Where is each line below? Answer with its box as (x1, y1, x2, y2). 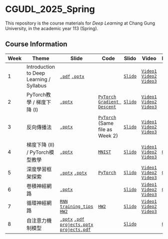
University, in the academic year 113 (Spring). (5, 25, 98, 31)
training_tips (59, 203, 93, 209)
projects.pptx (59, 221, 93, 227)
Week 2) (98, 132, 118, 139)
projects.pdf (59, 226, 91, 232)
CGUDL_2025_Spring (5, 4, 95, 15)
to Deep (26, 69, 45, 76)
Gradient (98, 99, 119, 105)
